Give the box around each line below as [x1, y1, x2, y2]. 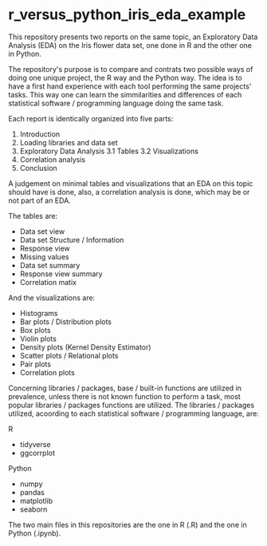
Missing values [19, 251, 69, 261]
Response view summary [19, 269, 103, 279]
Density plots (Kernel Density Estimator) [19, 342, 151, 352]
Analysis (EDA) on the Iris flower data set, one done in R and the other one [8, 40, 253, 49]
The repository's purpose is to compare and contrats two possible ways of [8, 64, 253, 73]
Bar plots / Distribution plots [19, 317, 112, 326]
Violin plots [19, 334, 57, 343]
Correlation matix [19, 277, 77, 287]
